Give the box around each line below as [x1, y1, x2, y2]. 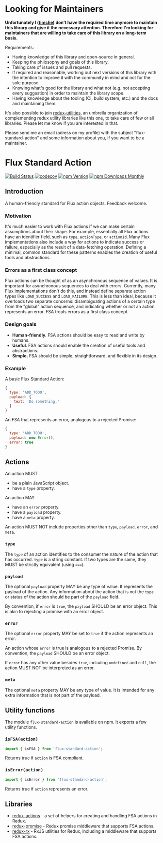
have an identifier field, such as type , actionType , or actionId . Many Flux [5, 234, 150, 240]
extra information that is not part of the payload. [5, 692, 101, 698]
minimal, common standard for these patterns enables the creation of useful [5, 249, 157, 255]
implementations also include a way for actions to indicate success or [5, 239, 144, 244]
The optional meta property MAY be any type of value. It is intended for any [5, 687, 155, 693]
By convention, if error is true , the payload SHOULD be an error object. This [5, 603, 158, 609]
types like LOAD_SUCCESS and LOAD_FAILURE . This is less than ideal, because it [5, 293, 156, 299]
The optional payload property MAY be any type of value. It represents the [5, 583, 153, 589]
